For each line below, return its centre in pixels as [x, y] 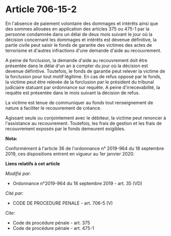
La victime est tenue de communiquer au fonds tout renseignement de [79, 102]
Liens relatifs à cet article [33, 163]
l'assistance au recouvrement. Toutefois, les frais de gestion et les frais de [83, 123]
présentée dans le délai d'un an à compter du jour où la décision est [77, 66]
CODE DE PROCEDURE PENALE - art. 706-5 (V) [63, 203]
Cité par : [15, 193]
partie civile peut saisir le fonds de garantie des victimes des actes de [79, 45]
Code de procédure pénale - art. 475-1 [53, 228]
